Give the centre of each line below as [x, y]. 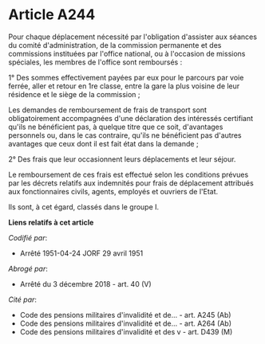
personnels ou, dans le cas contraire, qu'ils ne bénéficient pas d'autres [125, 135]
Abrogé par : [28, 268]
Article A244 [52, 15]
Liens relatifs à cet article [51, 222]
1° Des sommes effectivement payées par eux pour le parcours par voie [126, 77]
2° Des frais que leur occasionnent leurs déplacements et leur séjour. [122, 159]
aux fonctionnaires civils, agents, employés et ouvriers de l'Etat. [113, 191]
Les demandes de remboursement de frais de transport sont [108, 110]
